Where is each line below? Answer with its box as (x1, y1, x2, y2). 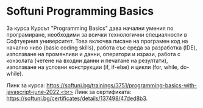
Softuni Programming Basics (6, 4, 154, 18)
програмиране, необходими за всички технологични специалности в (6, 31, 188, 38)
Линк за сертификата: (74, 88, 132, 95)
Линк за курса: (6, 81, 46, 89)
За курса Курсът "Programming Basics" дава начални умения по (6, 24, 174, 32)
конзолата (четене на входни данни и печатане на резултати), (6, 57, 168, 64)
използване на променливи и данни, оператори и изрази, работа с (6, 50, 181, 57)
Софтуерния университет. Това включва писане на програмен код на (6, 37, 188, 45)
